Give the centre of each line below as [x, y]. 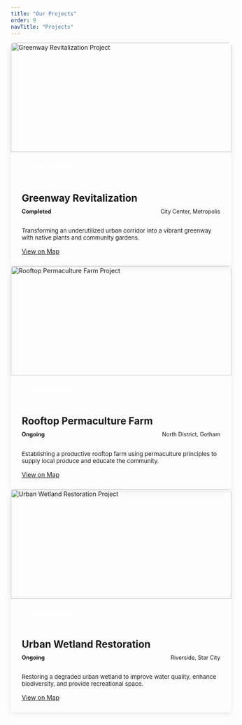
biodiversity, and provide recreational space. [83, 684]
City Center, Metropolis [190, 211]
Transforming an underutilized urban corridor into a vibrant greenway [117, 231]
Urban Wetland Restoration [86, 644]
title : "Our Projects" [44, 14]
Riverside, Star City [195, 658]
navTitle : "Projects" [42, 27]
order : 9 [23, 20]
